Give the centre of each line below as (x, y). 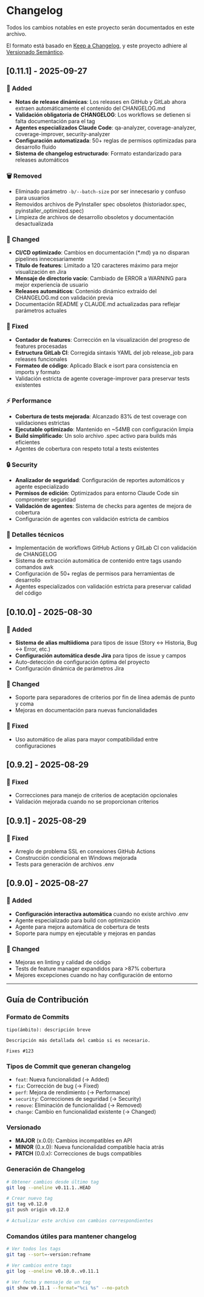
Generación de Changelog (46, 1169)
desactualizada (34, 223)
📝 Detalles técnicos (36, 535)
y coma (25, 704)
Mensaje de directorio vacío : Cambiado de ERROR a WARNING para (101, 278)
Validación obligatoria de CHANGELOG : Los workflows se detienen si (103, 114)
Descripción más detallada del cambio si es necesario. (78, 1040)
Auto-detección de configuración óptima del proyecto (82, 662)
